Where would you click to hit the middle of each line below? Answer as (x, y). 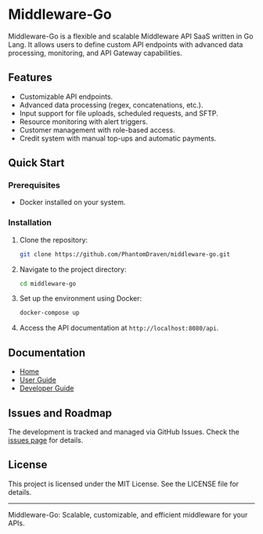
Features (30, 77)
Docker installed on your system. (72, 203)
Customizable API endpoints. (66, 97)
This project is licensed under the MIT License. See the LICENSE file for (124, 484)
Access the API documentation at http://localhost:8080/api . (119, 328)
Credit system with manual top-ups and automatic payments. (118, 138)
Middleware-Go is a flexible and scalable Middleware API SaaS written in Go (131, 36)
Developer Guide (47, 388)
